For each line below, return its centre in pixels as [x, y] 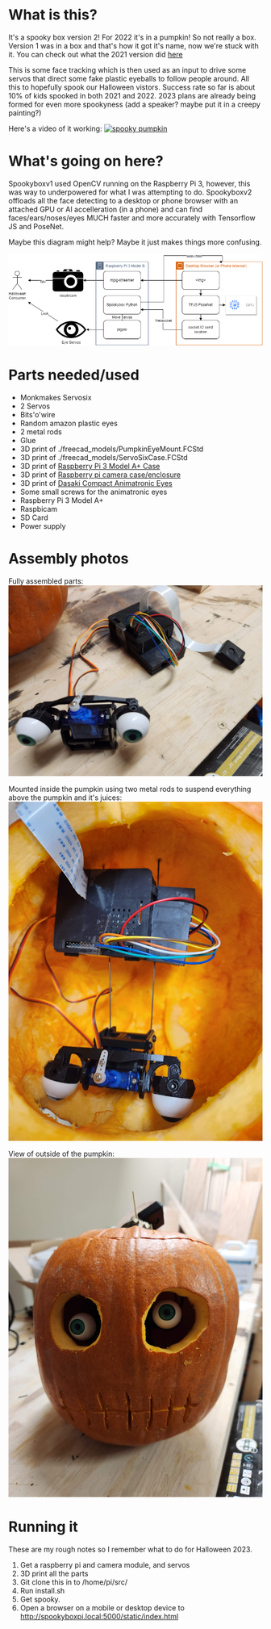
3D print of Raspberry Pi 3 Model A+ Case [90, 467]
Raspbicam [39, 509]
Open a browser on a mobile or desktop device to [102, 1607]
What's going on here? [86, 161]
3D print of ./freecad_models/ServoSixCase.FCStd [104, 458]
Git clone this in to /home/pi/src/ [73, 1582]
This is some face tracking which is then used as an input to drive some [127, 69]
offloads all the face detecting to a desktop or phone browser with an [123, 200]
